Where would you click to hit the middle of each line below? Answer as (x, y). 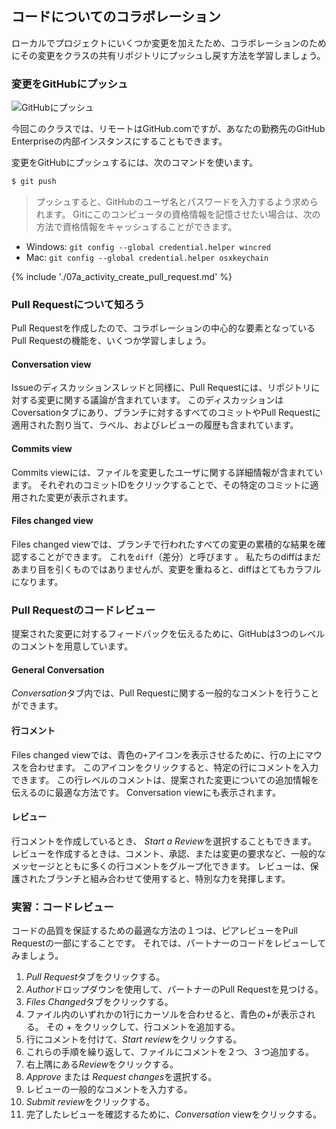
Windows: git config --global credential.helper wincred (148, 246)
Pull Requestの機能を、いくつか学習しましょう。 (111, 341)
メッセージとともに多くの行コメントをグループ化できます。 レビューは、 (161, 866)
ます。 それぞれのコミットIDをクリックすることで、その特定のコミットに (161, 484)
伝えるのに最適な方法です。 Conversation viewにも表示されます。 (146, 792)
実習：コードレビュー (62, 907)
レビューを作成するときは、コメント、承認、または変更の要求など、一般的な (169, 853)
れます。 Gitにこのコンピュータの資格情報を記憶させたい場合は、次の (178, 214)
